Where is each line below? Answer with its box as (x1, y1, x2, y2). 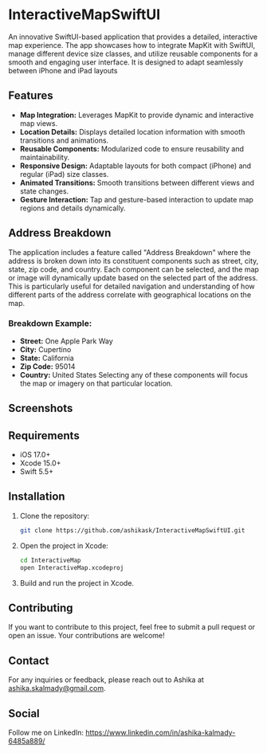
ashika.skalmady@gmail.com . (8, 684, 106, 693)
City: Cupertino (19, 344, 72, 354)
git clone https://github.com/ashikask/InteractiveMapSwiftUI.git (19, 526, 245, 535)
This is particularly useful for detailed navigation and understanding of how (8, 281, 255, 291)
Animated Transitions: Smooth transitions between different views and (19, 178, 255, 187)
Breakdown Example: (8, 318, 92, 329)
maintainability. (19, 152, 70, 162)
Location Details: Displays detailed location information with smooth (19, 127, 245, 136)
